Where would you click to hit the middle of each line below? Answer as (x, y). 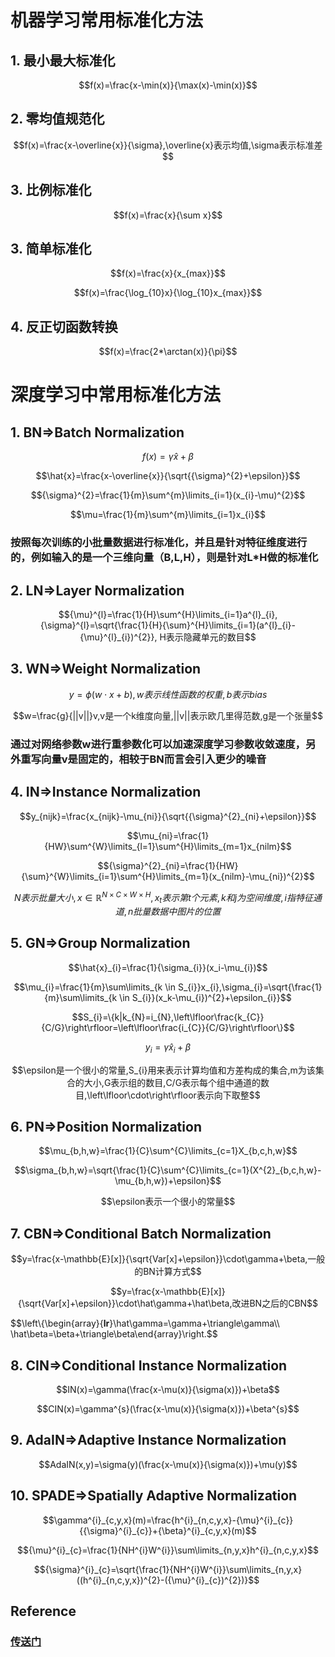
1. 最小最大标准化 (63, 60)
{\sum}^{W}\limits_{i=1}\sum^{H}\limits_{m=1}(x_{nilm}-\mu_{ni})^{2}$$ (168, 876)
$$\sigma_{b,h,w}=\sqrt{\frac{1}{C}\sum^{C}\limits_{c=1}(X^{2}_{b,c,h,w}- (168, 1170)
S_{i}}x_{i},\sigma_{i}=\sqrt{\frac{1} (250, 987)
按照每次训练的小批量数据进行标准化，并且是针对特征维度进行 (159, 543)
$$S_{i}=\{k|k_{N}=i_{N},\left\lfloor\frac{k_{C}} (168, 1017)
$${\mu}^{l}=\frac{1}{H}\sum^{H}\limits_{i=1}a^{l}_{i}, (168, 614)
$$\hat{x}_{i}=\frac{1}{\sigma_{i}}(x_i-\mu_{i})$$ (168, 967)
